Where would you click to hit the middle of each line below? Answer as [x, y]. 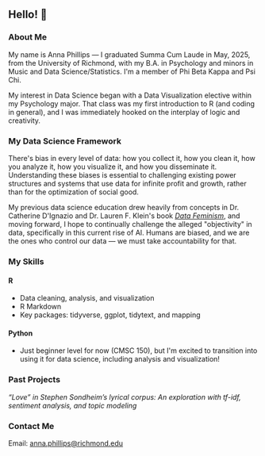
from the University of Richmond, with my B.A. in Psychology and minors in [131, 63]
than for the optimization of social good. [73, 192]
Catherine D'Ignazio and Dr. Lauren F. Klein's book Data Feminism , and [124, 216]
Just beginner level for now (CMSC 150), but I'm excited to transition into [138, 351]
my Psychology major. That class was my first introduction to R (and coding [132, 103]
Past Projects [35, 380]
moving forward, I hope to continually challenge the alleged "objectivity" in [130, 224]
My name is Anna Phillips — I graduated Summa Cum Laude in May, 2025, [129, 54]
